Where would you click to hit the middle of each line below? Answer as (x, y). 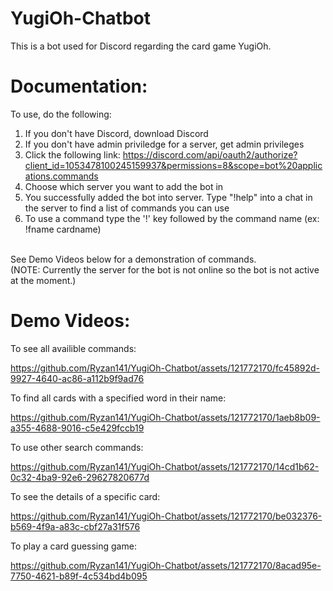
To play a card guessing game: (73, 546)
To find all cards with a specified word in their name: (118, 398)
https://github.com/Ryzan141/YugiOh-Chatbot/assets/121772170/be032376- (166, 516)
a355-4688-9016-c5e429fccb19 (77, 428)
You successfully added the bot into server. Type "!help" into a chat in (168, 197)
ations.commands (61, 176)
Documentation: (79, 86)
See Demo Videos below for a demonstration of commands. (133, 259)
